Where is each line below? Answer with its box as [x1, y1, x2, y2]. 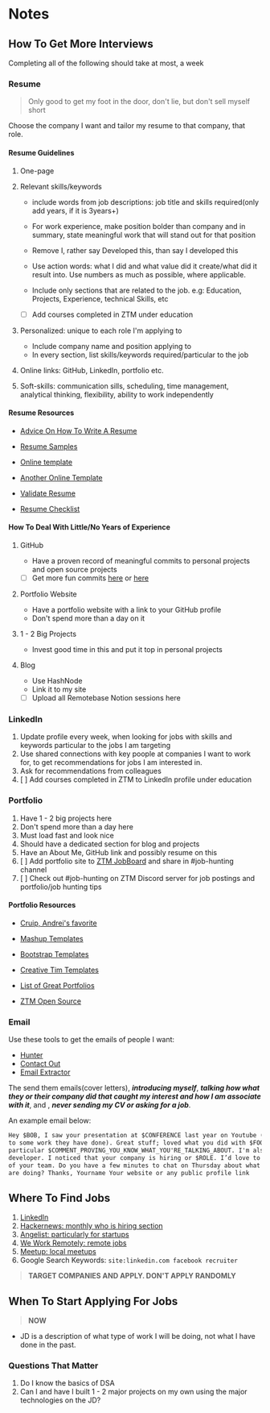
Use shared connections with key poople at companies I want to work [19, 749, 252, 758]
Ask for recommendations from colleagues [19, 767, 162, 776]
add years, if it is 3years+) [31, 206, 119, 215]
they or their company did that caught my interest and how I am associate [8, 1091, 261, 1101]
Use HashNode [31, 676, 83, 686]
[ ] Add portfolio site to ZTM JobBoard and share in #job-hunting [19, 856, 235, 866]
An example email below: [8, 1116, 92, 1125]
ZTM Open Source [19, 996, 82, 1006]
